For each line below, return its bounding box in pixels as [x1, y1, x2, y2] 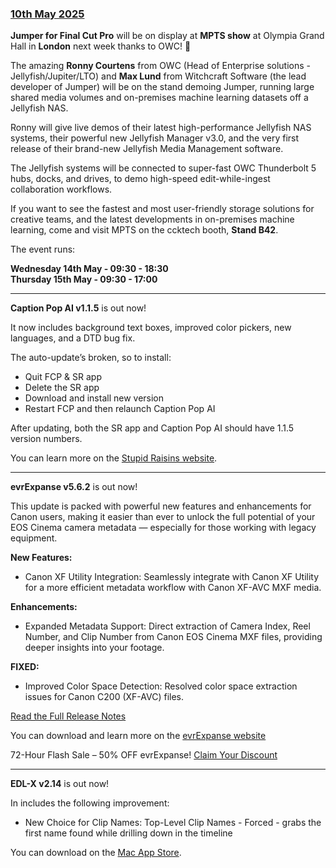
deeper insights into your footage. [24, 642, 165, 654]
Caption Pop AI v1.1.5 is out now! [10, 302, 147, 314]
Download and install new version [24, 392, 165, 404]
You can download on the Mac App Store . [10, 847, 182, 859]
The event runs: [10, 243, 76, 256]
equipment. [10, 532, 58, 544]
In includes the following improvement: [10, 797, 170, 809]
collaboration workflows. [10, 183, 113, 196]
